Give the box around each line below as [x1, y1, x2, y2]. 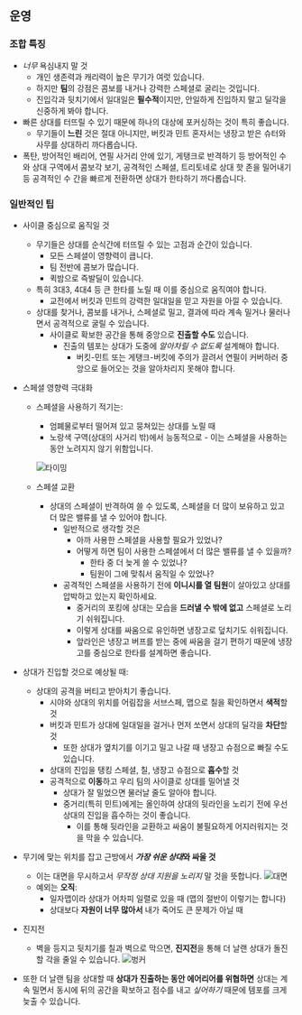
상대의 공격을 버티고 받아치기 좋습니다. [35, 685, 171, 697]
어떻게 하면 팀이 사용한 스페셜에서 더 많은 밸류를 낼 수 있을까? [76, 545, 292, 557]
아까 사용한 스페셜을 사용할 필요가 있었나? [76, 534, 223, 545]
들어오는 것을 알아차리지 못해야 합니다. [100, 363, 236, 374]
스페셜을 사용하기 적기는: [35, 401, 124, 412]
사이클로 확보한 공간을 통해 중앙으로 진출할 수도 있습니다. [49, 328, 250, 340]
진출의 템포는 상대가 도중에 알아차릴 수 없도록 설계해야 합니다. [62, 340, 279, 351]
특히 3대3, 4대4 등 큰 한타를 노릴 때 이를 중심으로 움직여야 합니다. [35, 283, 268, 295]
